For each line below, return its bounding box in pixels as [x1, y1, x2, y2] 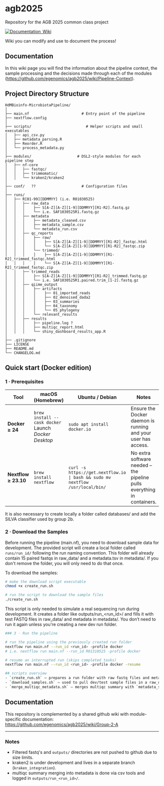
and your [131, 430, 151, 436]
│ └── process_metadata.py [5, 145, 64, 150]
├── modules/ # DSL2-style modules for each [5, 154, 141, 159]
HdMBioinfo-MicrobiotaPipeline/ [5, 103, 71, 107]
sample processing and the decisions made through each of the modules [5, 70, 152, 76]
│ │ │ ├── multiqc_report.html [5, 325, 84, 330]
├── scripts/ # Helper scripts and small [5, 124, 143, 129]
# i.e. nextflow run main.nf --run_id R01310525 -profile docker [5, 649, 141, 654]
